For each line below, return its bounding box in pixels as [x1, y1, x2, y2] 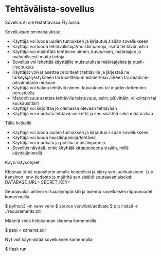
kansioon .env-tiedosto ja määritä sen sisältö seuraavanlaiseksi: [5, 174, 133, 180]
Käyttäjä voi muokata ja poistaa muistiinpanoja [12, 139, 106, 145]
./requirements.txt [5, 208, 41, 214]
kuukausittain [12, 100, 39, 106]
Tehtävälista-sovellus [5, 3, 95, 15]
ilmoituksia [12, 64, 34, 70]
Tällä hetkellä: [5, 120, 33, 126]
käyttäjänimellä [12, 150, 43, 156]
